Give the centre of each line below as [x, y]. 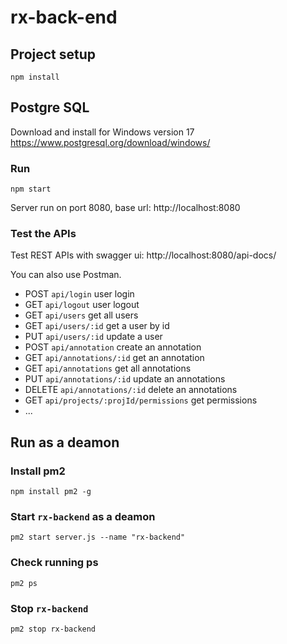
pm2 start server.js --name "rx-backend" [98, 537]
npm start [31, 189]
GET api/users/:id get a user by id [97, 326]
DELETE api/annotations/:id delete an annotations [131, 390]
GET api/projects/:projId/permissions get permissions [141, 400]
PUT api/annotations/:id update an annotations [125, 379]
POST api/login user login [79, 294]
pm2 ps [24, 583]
